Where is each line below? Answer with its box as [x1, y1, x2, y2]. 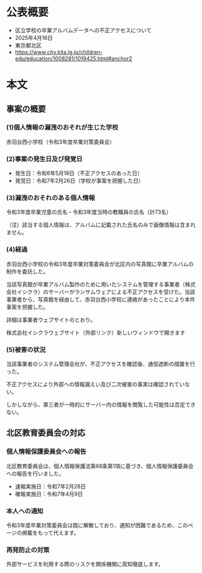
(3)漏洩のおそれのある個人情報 [6, 194, 95, 202]
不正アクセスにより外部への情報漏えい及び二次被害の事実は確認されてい [6, 381, 185, 388]
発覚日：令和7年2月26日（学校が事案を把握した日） [14, 177, 144, 185]
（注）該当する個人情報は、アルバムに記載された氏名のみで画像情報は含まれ [6, 221, 196, 229]
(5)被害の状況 [6, 345, 46, 353]
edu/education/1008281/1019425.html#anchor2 [14, 55, 132, 62]
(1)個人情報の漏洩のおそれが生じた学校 [6, 123, 118, 131]
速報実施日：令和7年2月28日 [14, 483, 86, 490]
